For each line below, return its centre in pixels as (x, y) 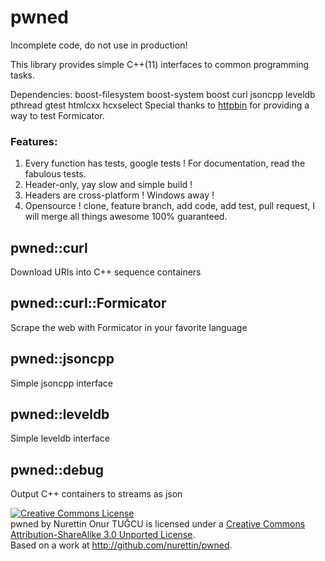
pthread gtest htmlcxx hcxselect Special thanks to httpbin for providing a (160, 105)
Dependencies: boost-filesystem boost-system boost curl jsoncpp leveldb (163, 94)
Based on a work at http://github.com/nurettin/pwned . (121, 545)
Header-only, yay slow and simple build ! (108, 185)
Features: (34, 141)
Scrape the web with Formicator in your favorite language (129, 327)
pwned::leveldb (60, 414)
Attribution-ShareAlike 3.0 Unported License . (103, 535)
